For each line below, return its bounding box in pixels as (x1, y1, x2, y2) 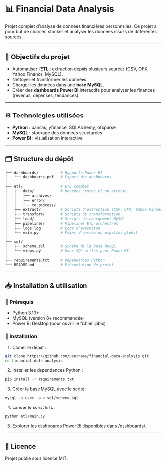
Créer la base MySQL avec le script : (12, 386, 87, 392)
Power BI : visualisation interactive (12, 135, 83, 141)
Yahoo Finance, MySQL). (12, 71, 63, 77)
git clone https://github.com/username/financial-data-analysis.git (5, 353, 149, 359)
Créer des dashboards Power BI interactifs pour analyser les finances (12, 87, 155, 93)
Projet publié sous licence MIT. (5, 455, 68, 461)
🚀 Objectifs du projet (5, 53, 70, 61)
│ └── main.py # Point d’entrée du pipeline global (5, 230, 138, 235)
